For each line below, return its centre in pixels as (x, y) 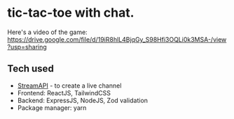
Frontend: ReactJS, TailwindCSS (64, 93)
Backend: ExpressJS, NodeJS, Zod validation (83, 100)
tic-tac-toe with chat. (71, 13)
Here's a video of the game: (47, 32)
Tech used (30, 69)
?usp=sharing (27, 47)
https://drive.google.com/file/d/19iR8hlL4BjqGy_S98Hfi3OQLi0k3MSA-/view (117, 39)
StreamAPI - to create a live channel (69, 86)
